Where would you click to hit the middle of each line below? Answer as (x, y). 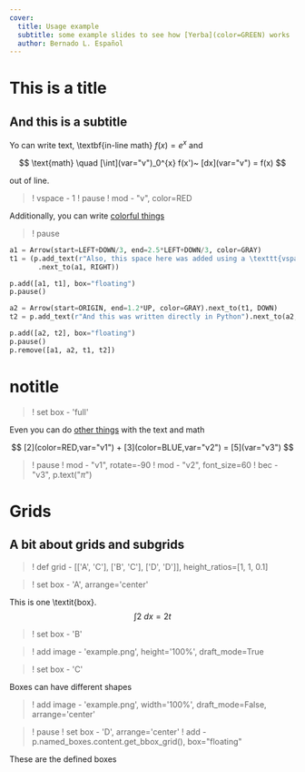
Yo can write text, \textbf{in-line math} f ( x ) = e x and (106, 144)
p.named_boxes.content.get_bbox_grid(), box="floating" (137, 741)
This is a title (58, 88)
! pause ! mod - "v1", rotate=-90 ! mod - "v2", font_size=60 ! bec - (155, 464)
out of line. (30, 180)
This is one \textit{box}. (53, 602)
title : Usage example (59, 26)
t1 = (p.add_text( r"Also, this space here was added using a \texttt (144, 259)
